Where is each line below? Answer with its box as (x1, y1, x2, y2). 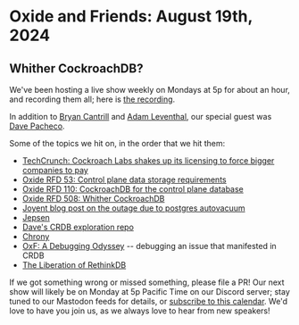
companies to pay (21, 165, 89, 175)
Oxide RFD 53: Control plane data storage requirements (21, 174, 227, 185)
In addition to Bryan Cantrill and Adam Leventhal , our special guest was (9, 112, 272, 121)
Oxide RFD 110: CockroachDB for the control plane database (21, 184, 244, 194)
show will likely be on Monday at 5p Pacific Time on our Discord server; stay (9, 287, 290, 296)
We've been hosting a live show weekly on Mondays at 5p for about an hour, (9, 85, 290, 95)
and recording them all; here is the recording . (9, 94, 176, 104)
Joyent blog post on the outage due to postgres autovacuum (21, 203, 245, 213)
